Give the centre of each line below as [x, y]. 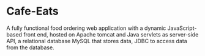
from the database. [30, 47]
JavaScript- [182, 28]
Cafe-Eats [33, 11]
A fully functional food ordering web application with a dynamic [86, 28]
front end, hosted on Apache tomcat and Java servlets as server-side [111, 34]
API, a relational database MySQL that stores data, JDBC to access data [97, 41]
